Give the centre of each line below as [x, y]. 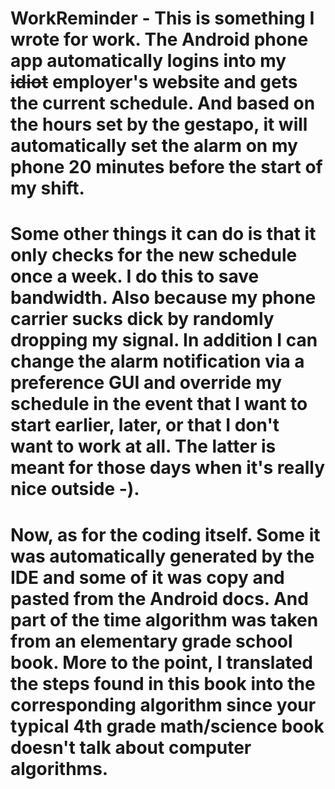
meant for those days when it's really [167, 468]
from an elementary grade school [151, 641]
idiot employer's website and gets [154, 82]
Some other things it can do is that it [163, 234]
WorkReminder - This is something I [162, 18]
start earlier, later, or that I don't [145, 425]
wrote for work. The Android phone [159, 39]
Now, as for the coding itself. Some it [165, 534]
